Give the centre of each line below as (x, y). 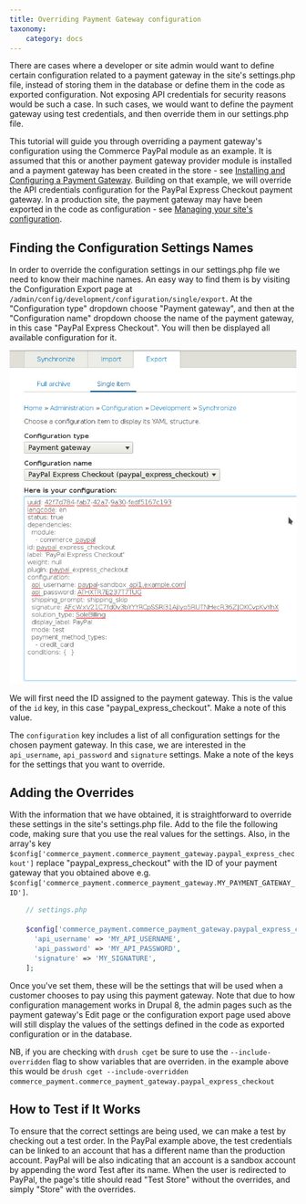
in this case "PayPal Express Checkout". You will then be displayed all (140, 328)
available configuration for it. (63, 338)
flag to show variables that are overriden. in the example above (171, 1061)
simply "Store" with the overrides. (73, 1189)
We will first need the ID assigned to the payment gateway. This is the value (151, 697)
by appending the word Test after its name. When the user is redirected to (148, 1170)
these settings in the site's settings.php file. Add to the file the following (144, 824)
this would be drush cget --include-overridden (99, 1071)
